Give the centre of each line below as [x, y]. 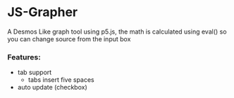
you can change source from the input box [69, 38]
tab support [35, 72]
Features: [24, 57]
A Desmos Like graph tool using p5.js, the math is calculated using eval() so [117, 31]
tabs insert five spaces [61, 80]
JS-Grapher [43, 12]
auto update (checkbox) [53, 87]
